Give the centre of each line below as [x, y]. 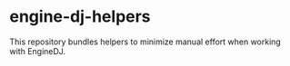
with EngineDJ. [38, 51]
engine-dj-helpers [80, 17]
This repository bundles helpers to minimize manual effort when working [145, 42]
